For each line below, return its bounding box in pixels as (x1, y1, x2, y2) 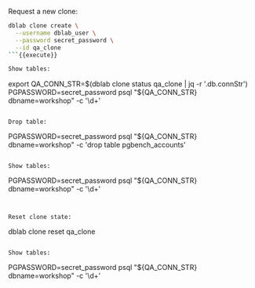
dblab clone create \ (8, 22, 79, 30)
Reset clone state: (8, 213, 72, 221)
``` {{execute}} (8, 51, 58, 59)
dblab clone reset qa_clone (8, 227, 96, 236)
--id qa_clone (15, 43, 61, 52)
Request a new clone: (8, 7, 78, 16)
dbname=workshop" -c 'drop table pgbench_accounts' (8, 140, 186, 150)
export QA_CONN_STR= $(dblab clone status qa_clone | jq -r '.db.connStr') (8, 79, 249, 89)
